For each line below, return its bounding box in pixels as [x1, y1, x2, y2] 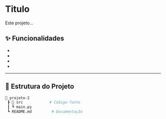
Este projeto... [5, 20, 34, 26]
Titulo [5, 3, 30, 15]
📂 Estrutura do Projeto [5, 82, 74, 91]
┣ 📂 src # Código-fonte [7, 100, 81, 105]
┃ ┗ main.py [7, 105, 32, 110]
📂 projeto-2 [5, 95, 30, 100]
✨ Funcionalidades [5, 34, 64, 43]
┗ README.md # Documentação [7, 109, 83, 115]
